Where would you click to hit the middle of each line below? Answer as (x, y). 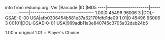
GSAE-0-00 (17, 18)
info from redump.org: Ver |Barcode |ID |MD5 (51, 8)
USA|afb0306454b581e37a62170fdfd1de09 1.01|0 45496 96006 (95, 18)
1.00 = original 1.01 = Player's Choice (42, 32)
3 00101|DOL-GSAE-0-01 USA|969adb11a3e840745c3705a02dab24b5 (77, 23)
